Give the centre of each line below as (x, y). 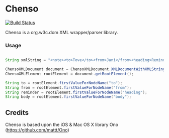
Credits (17, 113)
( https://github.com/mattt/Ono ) (37, 130)
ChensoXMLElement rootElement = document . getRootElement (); (70, 74)
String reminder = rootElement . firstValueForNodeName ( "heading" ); (76, 92)
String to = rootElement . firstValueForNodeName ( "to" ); (64, 83)
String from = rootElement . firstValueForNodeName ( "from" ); (68, 88)
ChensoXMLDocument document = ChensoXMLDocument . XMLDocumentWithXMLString (85, 69)
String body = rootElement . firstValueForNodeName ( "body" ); (68, 97)
